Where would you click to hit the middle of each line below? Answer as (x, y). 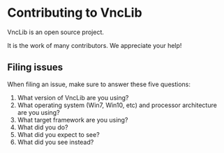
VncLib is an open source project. (56, 32)
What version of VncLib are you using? (73, 97)
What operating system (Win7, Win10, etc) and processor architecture (117, 105)
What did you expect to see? (58, 134)
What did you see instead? (55, 142)
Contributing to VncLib (75, 13)
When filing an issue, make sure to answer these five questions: (99, 84)
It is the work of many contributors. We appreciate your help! (95, 45)
